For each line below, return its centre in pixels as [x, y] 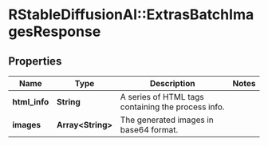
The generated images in [167, 120]
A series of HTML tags [162, 97]
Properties [35, 61]
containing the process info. [172, 107]
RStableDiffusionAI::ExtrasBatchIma [131, 15]
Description [172, 83]
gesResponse [55, 32]
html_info [31, 102]
